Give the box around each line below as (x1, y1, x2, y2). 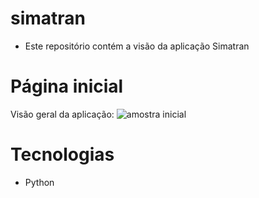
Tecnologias (10, 143, 115, 166)
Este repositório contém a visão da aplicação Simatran (24, 40, 250, 52)
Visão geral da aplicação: (10, 108, 115, 120)
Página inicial (10, 75, 124, 98)
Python (24, 176, 55, 188)
